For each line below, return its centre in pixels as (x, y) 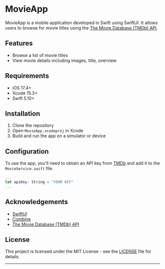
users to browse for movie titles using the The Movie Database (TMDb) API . (82, 28)
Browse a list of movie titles (40, 55)
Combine (21, 219)
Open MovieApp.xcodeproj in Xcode (48, 131)
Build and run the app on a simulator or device (59, 136)
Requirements (27, 76)
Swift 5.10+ (23, 98)
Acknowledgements (37, 202)
